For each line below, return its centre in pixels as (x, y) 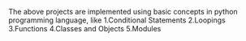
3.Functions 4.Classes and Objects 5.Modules (85, 29)
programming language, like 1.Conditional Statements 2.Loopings (117, 20)
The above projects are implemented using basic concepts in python (123, 12)
